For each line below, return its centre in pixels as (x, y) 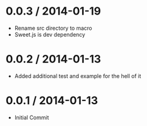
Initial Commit (32, 117)
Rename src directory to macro (53, 28)
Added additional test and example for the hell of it (78, 76)
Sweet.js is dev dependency (50, 34)
